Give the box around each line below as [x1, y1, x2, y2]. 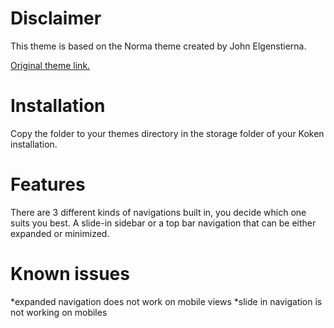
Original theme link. [10, 59, 91, 71]
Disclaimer [10, 7, 102, 30]
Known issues [10, 263, 130, 285]
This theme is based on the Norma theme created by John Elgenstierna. [10, 40, 307, 52]
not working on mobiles [10, 306, 108, 318]
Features [10, 173, 86, 196]
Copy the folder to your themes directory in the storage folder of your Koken [10, 127, 325, 139]
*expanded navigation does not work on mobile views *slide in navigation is [10, 295, 323, 307]
